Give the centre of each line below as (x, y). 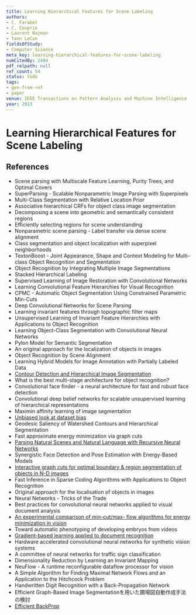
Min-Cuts (26, 299)
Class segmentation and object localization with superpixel (85, 243)
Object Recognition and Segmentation (74, 262)
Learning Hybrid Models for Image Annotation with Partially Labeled (96, 361)
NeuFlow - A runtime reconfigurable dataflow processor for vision (94, 566)
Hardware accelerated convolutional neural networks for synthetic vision (102, 541)
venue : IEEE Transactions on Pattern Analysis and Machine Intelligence (97, 98)
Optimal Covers (33, 187)
